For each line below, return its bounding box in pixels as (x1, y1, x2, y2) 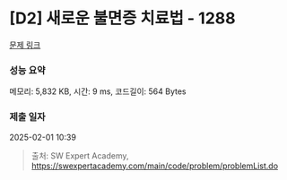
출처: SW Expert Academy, (30, 150, 129, 161)
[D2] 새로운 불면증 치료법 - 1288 (9, 8, 236, 29)
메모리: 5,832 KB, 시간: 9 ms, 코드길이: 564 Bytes (9, 86, 187, 97)
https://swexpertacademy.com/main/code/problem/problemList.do (30, 160, 279, 171)
